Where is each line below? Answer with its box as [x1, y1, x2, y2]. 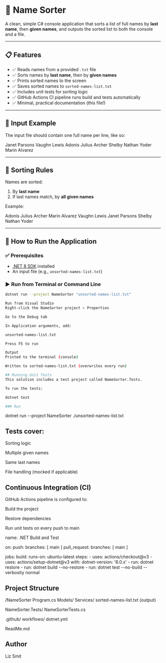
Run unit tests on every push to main [5, 525, 80, 531]
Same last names [5, 459, 41, 465]
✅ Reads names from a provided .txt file [12, 66, 96, 72]
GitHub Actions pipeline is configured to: [5, 497, 88, 502]
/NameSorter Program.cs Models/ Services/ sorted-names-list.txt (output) [5, 597, 157, 603]
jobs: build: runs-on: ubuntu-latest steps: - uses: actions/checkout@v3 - [5, 554, 152, 560]
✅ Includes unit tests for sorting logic [12, 88, 88, 94]
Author [5, 640, 27, 649]
